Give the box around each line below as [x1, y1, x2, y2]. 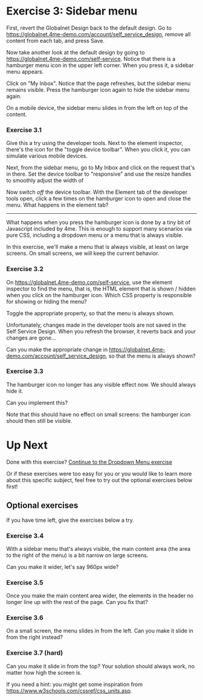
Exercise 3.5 [6, 578, 43, 586]
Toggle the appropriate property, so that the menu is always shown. [6, 309, 175, 316]
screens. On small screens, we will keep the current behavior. [6, 249, 159, 257]
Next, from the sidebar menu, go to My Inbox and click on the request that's [6, 164, 195, 172]
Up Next [6, 438, 48, 452]
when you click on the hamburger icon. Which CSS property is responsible [6, 291, 192, 298]
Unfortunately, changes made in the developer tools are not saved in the [6, 321, 186, 329]
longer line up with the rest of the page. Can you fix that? [6, 599, 148, 606]
